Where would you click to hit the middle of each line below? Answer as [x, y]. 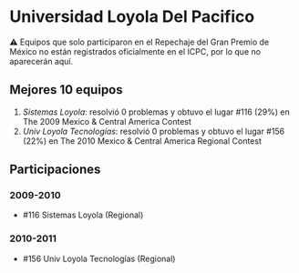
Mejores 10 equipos [66, 90]
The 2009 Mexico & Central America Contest [107, 121]
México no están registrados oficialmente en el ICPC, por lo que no [135, 51]
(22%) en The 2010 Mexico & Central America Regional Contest [142, 141]
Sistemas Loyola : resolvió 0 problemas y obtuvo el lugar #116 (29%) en [156, 112]
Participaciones [55, 170]
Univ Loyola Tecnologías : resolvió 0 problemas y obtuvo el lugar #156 [154, 131]
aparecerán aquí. [41, 61]
